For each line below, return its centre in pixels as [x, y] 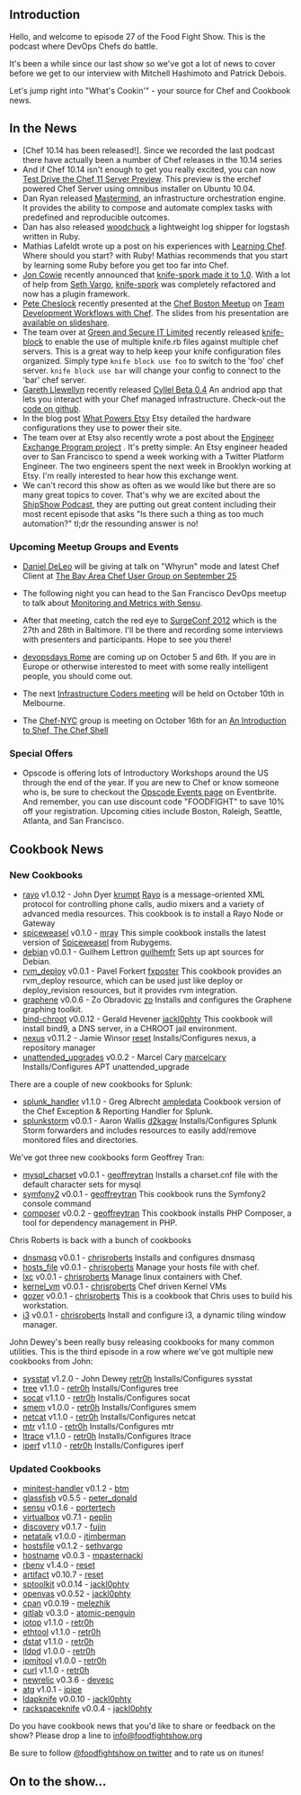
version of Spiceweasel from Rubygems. [97, 942]
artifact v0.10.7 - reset [63, 1574]
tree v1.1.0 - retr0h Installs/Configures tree [100, 1388]
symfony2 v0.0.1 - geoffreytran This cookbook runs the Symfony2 [144, 1193]
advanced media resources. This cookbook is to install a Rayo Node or [153, 913]
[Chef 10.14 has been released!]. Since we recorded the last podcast [149, 150]
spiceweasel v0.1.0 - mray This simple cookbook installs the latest [144, 932]
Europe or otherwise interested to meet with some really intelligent [145, 666]
